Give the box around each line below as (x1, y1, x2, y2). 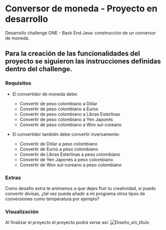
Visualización (5, 208, 39, 215)
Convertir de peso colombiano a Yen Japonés (19, 116, 113, 122)
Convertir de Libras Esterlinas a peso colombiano (19, 151, 120, 157)
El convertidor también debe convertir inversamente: (12, 131, 120, 137)
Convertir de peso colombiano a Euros (19, 106, 99, 112)
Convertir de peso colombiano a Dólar (19, 100, 98, 106)
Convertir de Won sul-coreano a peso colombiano (19, 162, 122, 168)
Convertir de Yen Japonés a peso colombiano (19, 156, 113, 162)
